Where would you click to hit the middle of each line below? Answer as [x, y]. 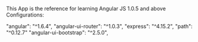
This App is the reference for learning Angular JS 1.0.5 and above [86, 9]
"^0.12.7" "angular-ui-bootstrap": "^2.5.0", [57, 33]
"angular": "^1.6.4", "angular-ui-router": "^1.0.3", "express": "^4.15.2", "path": [100, 26]
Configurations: [25, 15]
